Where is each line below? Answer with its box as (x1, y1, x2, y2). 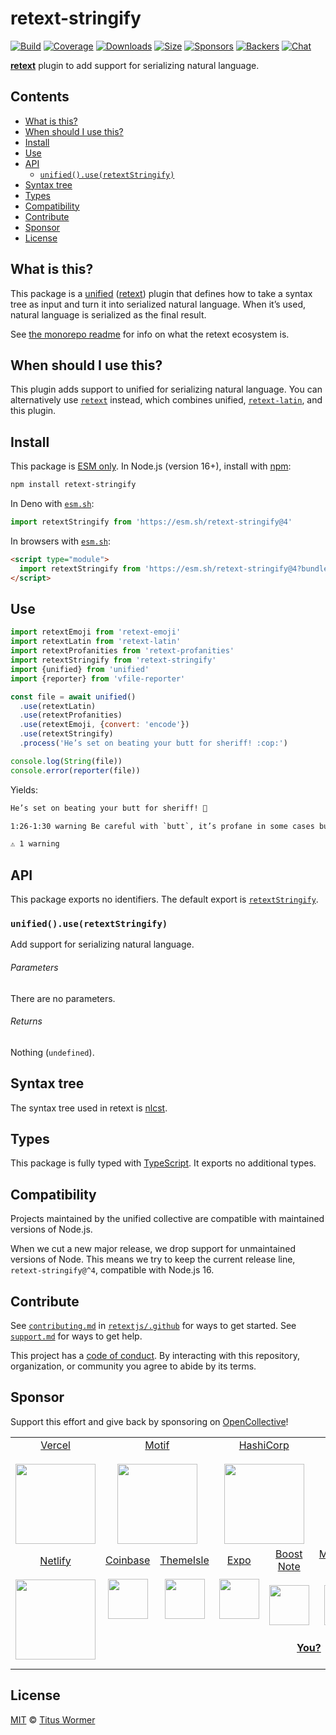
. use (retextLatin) (19, 701, 97, 711)
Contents (10, 88, 70, 106)
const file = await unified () (10, 692, 137, 702)
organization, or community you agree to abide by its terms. (10, 1360, 257, 1372)
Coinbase (105, 1553, 151, 1567)
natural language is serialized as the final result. (10, 308, 207, 321)
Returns (10, 1015, 43, 1027)
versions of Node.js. (10, 1223, 93, 1236)
